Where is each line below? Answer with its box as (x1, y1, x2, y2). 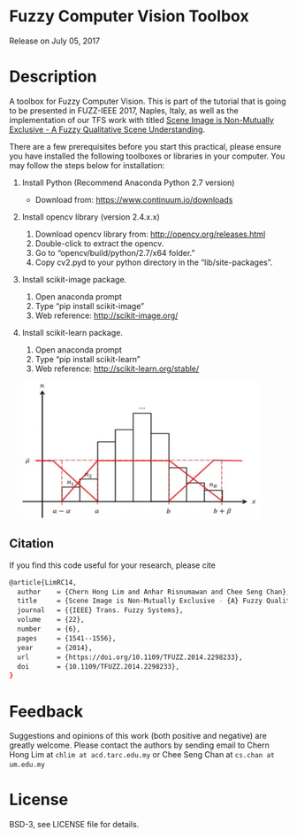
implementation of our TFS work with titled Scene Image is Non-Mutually (9, 114, 274, 125)
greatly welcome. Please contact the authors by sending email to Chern (9, 740, 270, 750)
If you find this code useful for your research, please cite (9, 560, 217, 570)
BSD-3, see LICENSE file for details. (9, 819, 140, 830)
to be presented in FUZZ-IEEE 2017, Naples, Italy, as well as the (9, 105, 239, 116)
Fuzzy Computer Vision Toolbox (9, 6, 249, 27)
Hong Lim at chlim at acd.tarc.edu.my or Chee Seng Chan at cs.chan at (9, 749, 276, 760)
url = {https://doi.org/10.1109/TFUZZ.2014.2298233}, (17, 653, 243, 662)
